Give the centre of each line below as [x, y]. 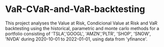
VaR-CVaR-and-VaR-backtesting [75, 9]
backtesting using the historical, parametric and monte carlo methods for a [82, 28]
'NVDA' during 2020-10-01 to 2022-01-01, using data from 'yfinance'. [76, 39]
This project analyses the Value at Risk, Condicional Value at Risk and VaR [81, 23]
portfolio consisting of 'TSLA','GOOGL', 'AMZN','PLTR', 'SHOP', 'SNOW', [78, 33]
